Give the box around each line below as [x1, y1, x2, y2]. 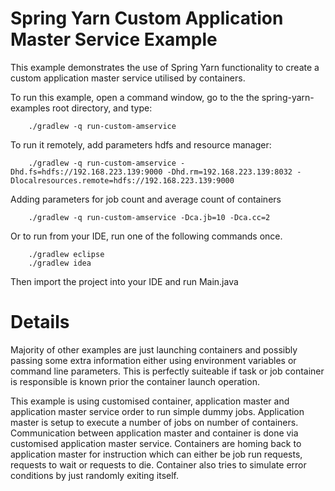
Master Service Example [10, 28, 218, 51]
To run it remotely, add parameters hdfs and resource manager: [10, 138, 272, 151]
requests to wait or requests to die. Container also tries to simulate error [10, 458, 307, 471]
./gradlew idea [28, 258, 92, 268]
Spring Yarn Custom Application [10, 7, 284, 30]
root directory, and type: [52, 102, 153, 114]
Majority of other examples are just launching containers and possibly [10, 343, 298, 356]
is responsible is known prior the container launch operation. [10, 375, 260, 387]
